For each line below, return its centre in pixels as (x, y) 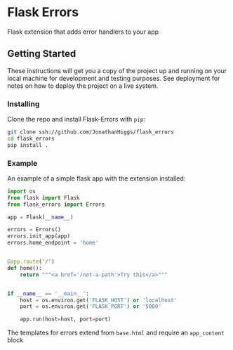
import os (22, 191)
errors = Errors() (34, 230)
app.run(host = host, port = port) (66, 319)
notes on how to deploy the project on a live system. (83, 86)
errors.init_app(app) (39, 236)
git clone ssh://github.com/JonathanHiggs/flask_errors (91, 132)
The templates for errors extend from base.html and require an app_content (116, 333)
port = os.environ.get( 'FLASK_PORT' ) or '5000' (91, 306)
